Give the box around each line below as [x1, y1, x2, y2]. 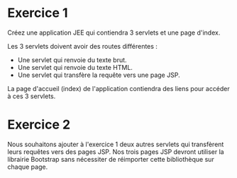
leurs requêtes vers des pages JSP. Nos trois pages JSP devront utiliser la [7, 147, 225, 156]
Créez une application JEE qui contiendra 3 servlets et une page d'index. [7, 28, 221, 37]
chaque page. [7, 162, 48, 171]
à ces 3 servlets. [7, 92, 56, 100]
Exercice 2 [7, 117, 71, 133]
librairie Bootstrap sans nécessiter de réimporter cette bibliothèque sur [7, 155, 214, 163]
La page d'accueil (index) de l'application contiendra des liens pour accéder [7, 84, 231, 93]
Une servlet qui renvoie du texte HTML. [17, 63, 133, 71]
